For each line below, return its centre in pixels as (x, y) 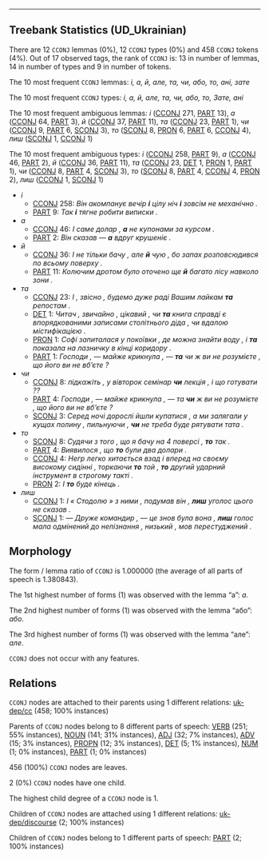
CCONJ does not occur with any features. (75, 658)
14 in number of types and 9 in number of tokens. (90, 66)
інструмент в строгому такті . (83, 475)
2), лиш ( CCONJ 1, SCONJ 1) (57, 179)
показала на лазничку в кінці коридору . (102, 348)
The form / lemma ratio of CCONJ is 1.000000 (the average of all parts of (126, 571)
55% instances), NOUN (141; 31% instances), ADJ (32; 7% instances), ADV (132, 735)
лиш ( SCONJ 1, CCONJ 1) (51, 138)
